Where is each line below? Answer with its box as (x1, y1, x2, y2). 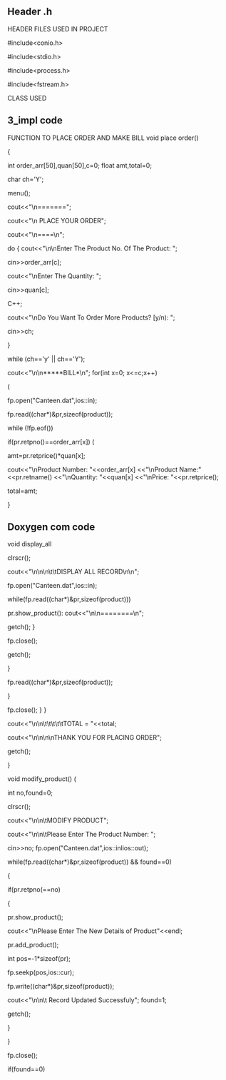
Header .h (7, 6, 52, 18)
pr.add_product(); (7, 941, 59, 949)
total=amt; (7, 486, 38, 495)
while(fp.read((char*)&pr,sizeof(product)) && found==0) (7, 857, 173, 866)
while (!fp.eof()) (7, 424, 53, 432)
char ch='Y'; (7, 175, 44, 183)
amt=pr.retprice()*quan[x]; (7, 451, 86, 459)
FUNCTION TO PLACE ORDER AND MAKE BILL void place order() (7, 133, 199, 142)
